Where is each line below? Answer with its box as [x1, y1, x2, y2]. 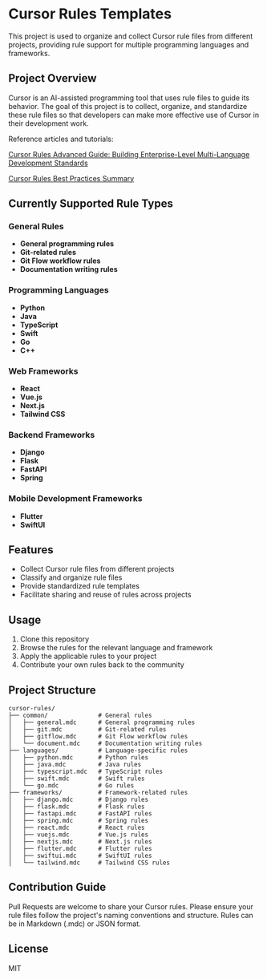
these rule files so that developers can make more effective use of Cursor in [8, 110, 259, 119]
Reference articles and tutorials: [8, 134, 114, 144]
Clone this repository [19, 634, 90, 644]
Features [8, 543, 54, 557]
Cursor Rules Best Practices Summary [8, 173, 135, 183]
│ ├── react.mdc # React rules [8, 823, 146, 832]
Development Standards [8, 158, 88, 168]
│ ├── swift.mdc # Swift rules [8, 775, 146, 783]
